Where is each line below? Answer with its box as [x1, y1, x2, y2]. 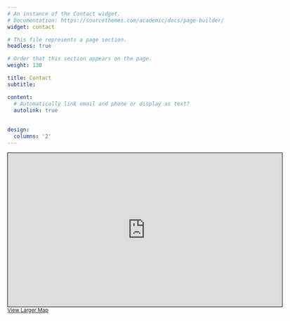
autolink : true [13, 107, 58, 114]
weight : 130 [7, 62, 42, 69]
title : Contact [7, 74, 52, 81]
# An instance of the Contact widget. [7, 10, 121, 18]
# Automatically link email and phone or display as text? [13, 100, 190, 107]
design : [7, 126, 30, 133]
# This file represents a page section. [7, 36, 128, 43]
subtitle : [7, 81, 37, 88]
